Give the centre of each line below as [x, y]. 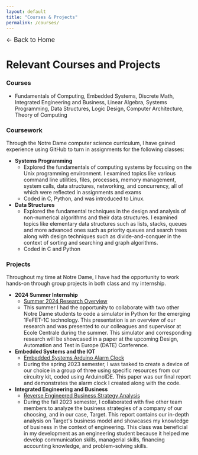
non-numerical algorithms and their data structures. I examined [100, 217]
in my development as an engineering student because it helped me [106, 434]
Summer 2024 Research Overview [65, 301]
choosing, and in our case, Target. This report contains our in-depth [106, 415]
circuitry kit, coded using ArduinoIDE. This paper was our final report [107, 377]
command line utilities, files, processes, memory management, [100, 180]
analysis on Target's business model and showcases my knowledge [106, 421]
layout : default [26, 12]
